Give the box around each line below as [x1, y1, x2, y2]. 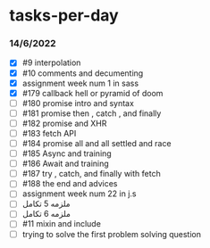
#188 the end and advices [21, 178, 118, 189]
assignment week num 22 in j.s [21, 188, 137, 199]
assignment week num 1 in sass [21, 78, 139, 88]
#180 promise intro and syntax [21, 97, 134, 108]
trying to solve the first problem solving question [21, 228, 201, 239]
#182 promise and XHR [21, 118, 107, 128]
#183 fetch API [21, 128, 77, 138]
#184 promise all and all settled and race [21, 137, 172, 148]
